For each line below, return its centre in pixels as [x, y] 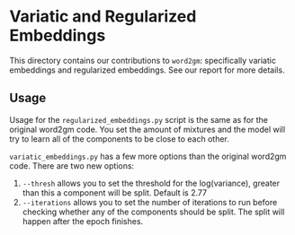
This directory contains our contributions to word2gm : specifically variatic [143, 60]
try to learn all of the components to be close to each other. [119, 139]
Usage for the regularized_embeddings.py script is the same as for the [139, 119]
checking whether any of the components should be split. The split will [153, 212]
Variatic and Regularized [103, 17]
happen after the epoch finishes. [83, 221]
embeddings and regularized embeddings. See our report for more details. [147, 70]
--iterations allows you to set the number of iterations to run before [150, 202]
